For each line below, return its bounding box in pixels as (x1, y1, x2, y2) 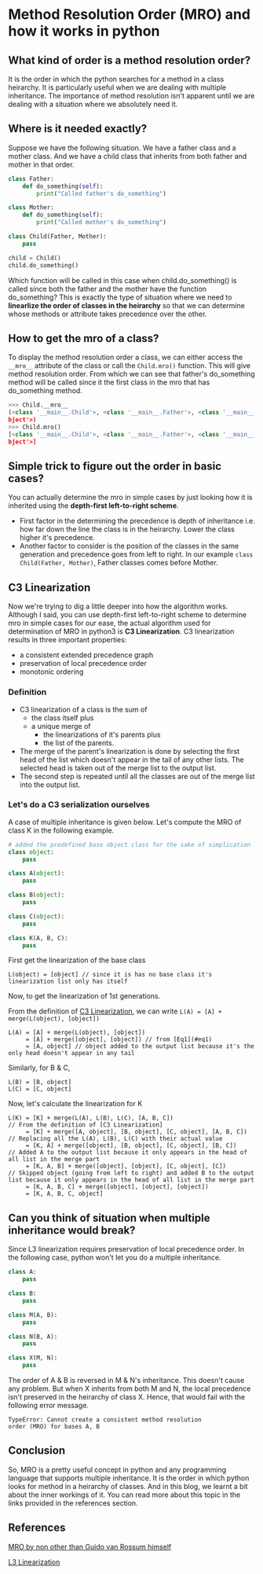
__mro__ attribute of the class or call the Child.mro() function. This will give (8, 361, 251, 370)
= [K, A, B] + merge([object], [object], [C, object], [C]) (25, 1162, 226, 1171)
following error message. (8, 1401, 89, 1410)
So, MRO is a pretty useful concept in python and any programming (8, 1465, 227, 1474)
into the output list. (19, 780, 81, 789)
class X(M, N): (8, 1354, 58, 1362)
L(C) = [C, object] (8, 1085, 72, 1094)
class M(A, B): (8, 1311, 58, 1318)
